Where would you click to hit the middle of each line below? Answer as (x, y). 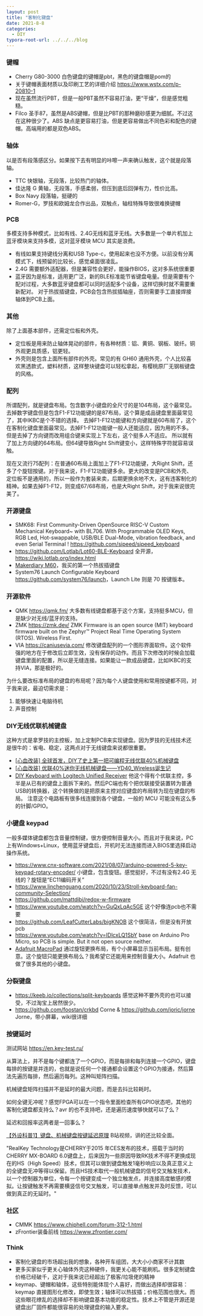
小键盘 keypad (27, 823)
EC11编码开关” (67, 879)
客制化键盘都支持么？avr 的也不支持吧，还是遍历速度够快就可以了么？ (93, 1109)
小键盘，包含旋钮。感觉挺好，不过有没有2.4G (134, 872)
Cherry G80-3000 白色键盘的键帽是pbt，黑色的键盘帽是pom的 (93, 77)
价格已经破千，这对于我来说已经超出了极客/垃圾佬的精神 (85, 1277)
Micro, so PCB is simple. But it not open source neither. (83, 941)
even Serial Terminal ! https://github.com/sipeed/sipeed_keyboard (97, 544)
